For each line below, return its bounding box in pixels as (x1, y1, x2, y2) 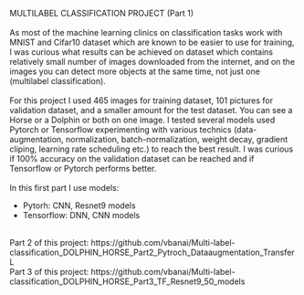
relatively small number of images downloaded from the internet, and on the (9, 57, 295, 67)
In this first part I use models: (9, 183, 120, 193)
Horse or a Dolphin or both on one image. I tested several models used (9, 114, 276, 125)
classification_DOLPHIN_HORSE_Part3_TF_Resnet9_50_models (9, 276, 246, 287)
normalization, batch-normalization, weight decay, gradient (65, 134, 288, 144)
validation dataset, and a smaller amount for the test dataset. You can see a (9, 105, 293, 115)
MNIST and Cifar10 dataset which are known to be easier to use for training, (9, 37, 295, 47)
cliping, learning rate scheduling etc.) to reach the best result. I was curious (9, 143, 294, 154)
